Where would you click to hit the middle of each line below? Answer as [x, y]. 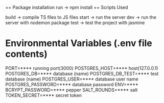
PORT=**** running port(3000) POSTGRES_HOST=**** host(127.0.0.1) [82, 68]
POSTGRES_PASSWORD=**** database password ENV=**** [72, 84]
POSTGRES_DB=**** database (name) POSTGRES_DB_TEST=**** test [82, 73]
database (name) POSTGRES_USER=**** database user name [72, 79]
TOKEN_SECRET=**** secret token [43, 95]
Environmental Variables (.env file [79, 43]
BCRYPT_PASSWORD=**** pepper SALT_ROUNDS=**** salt [72, 90]
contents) [26, 54]
